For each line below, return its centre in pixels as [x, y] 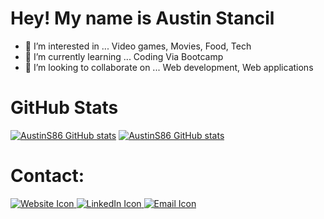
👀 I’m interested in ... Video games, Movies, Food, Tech [138, 46]
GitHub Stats [64, 108]
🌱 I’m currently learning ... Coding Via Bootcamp [124, 56]
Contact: [47, 176]
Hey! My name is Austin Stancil [142, 18]
